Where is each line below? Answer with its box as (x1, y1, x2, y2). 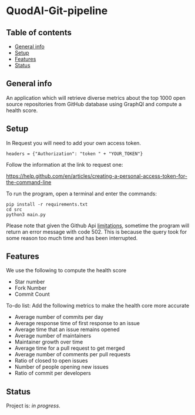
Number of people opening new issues (14, 363, 109, 370)
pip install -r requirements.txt (6, 201, 88, 207)
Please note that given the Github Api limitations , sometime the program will (6, 222, 190, 229)
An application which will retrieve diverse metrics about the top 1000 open (6, 94, 186, 101)
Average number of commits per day (14, 313, 104, 320)
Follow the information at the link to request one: (6, 161, 123, 168)
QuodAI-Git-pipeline (6, 4, 108, 18)
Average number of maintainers (14, 332, 92, 339)
